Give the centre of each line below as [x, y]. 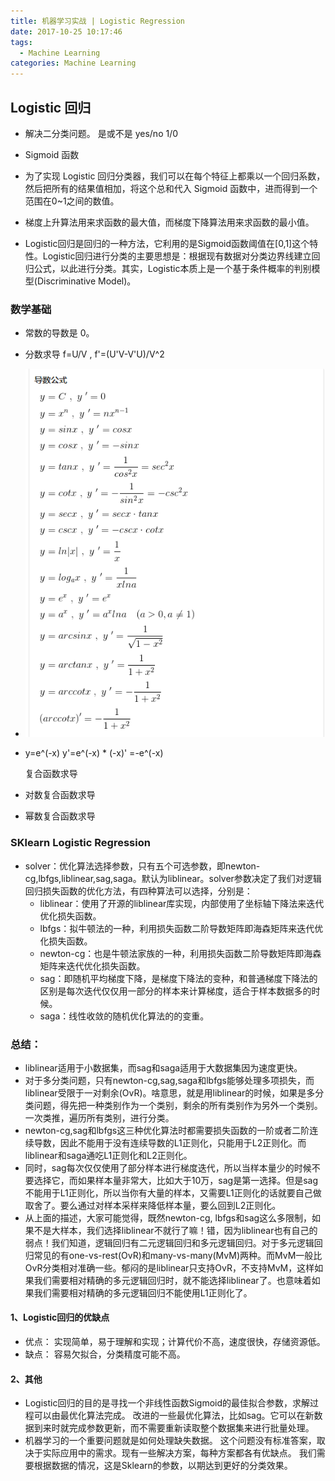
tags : [21, 42]
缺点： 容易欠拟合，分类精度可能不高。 [105, 1354]
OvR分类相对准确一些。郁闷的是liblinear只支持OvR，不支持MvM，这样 [169, 1267]
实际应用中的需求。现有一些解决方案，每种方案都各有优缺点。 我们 [179, 1453]
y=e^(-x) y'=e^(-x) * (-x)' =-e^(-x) [94, 753]
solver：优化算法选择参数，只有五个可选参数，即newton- [142, 866]
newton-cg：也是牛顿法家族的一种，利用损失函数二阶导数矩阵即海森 [180, 953]
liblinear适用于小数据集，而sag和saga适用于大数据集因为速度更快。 [163, 1067]
